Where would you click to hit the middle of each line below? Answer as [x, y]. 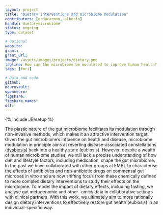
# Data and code [22, 78]
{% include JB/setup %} [29, 119]
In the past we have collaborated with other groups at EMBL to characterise [81, 166]
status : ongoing [22, 28]
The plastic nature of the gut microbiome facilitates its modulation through [80, 129]
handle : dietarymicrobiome [33, 23]
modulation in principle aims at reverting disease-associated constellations [81, 145]
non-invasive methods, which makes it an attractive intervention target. [77, 134]
